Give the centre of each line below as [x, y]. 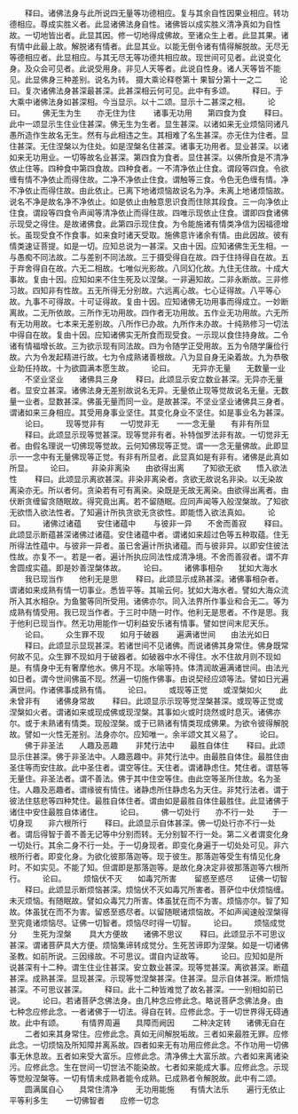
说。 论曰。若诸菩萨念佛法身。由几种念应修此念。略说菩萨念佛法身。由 [146, 1000]
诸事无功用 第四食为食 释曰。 [220, 113]
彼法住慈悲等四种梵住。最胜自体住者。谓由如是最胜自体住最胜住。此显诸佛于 [149, 801]
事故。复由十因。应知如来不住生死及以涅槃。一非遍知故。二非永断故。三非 [145, 279]
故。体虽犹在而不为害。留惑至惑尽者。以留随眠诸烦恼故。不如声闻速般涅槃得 [149, 912]
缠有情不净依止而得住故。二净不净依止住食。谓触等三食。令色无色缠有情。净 [149, 179]
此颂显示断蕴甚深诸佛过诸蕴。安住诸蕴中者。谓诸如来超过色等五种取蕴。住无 [149, 534]
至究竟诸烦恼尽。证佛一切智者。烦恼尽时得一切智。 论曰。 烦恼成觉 [147, 923]
